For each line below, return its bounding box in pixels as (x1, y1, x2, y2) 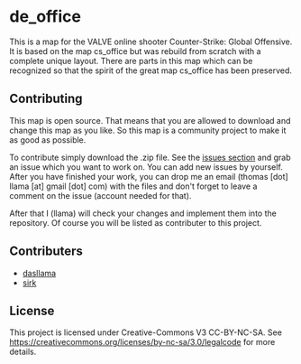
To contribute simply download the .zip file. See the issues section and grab (9, 152, 291, 163)
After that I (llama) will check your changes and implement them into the (9, 208, 277, 219)
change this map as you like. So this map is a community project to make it (9, 125, 287, 135)
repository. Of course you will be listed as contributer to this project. (9, 217, 262, 228)
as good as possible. (9, 134, 87, 145)
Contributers (9, 244, 84, 259)
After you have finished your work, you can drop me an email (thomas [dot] (9, 171, 288, 182)
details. (9, 346, 37, 358)
